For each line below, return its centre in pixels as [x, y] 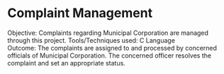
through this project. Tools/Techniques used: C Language [91, 40]
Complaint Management [80, 13]
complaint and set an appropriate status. [66, 63]
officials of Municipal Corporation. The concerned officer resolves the [109, 55]
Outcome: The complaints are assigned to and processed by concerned [112, 48]
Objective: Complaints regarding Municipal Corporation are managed [108, 33]
